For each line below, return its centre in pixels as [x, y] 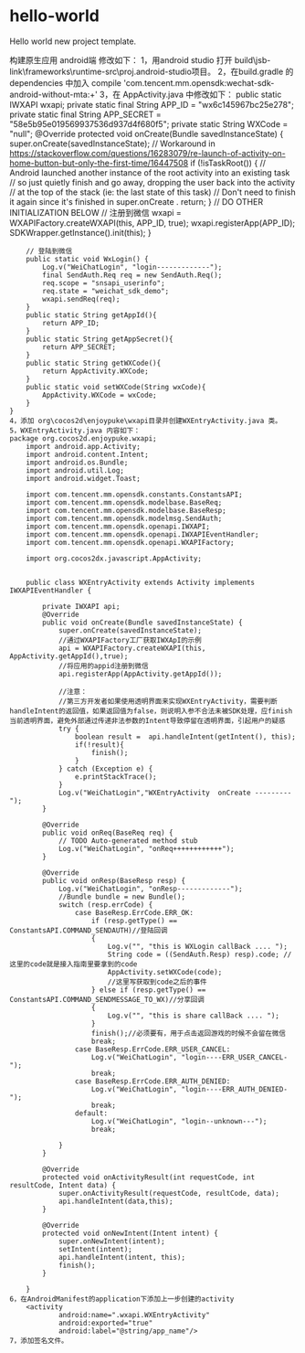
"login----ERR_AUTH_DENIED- [234, 1089]
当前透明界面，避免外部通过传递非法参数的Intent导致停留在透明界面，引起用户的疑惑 [147, 720]
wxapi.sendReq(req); [81, 299]
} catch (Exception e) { [105, 769]
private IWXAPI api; [81, 606]
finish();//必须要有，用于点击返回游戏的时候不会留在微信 [188, 1033]
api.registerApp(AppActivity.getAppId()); [140, 674]
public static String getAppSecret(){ [100, 339]
